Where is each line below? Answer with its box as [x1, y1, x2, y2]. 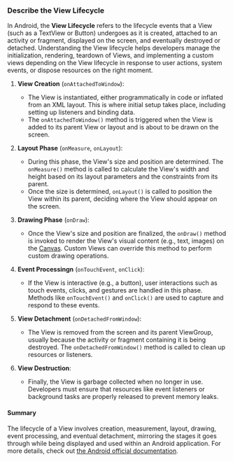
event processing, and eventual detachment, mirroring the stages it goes [7, 431, 217, 440]
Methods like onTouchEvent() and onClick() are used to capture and [27, 293, 224, 302]
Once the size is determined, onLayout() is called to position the [27, 188, 213, 196]
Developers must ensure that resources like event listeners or [27, 385, 205, 393]
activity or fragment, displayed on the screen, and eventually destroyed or [7, 36, 221, 45]
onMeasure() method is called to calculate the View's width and [27, 165, 209, 174]
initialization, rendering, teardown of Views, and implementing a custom [7, 51, 214, 59]
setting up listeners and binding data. [27, 108, 135, 117]
